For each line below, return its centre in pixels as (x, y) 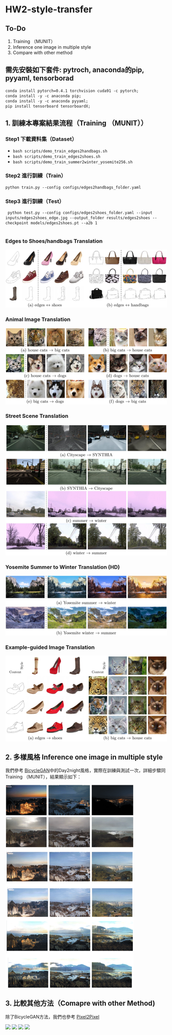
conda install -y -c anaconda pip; (43, 96)
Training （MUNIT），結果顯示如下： (43, 777)
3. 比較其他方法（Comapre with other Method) (80, 1003)
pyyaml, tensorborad (40, 78)
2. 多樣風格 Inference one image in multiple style (84, 757)
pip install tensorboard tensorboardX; (48, 106)
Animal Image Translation (38, 319)
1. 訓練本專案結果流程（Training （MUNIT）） (77, 123)
